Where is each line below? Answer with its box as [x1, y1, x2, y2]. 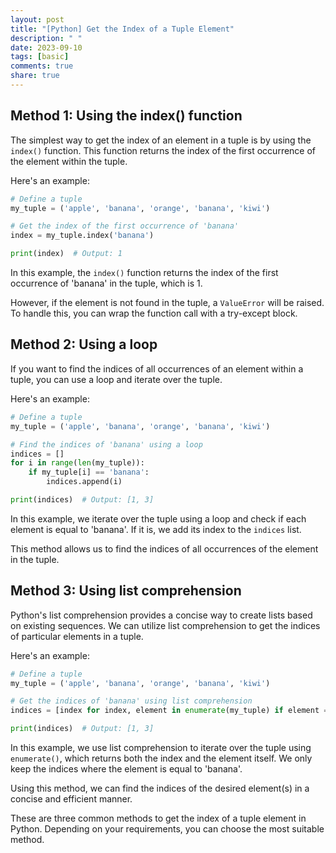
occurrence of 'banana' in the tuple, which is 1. [10, 277, 203, 290]
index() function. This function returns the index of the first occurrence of [10, 144, 317, 156]
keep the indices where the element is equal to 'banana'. [10, 763, 243, 775]
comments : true [10, 61, 74, 71]
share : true [10, 71, 60, 81]
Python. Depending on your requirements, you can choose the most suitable [10, 823, 325, 835]
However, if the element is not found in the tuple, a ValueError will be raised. [10, 297, 325, 309]
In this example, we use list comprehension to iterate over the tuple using [10, 742, 312, 754]
